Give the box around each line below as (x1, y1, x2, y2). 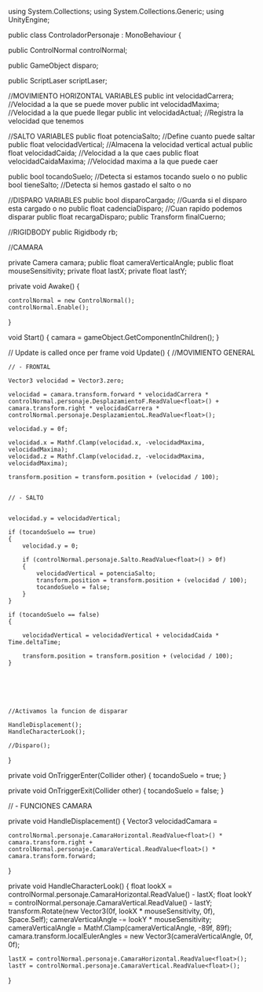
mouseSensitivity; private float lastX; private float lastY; (8, 267, 187, 275)
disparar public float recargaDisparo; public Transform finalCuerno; (8, 212, 226, 221)
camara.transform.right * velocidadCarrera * (8, 404, 159, 412)
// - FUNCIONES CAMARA (8, 802, 93, 810)
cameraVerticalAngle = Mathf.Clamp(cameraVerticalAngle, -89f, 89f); (8, 924, 232, 932)
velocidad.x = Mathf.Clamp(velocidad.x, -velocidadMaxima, (8, 439, 206, 447)
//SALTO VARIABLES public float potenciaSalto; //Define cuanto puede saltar (8, 131, 255, 141)
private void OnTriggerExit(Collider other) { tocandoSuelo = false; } (8, 786, 225, 795)
